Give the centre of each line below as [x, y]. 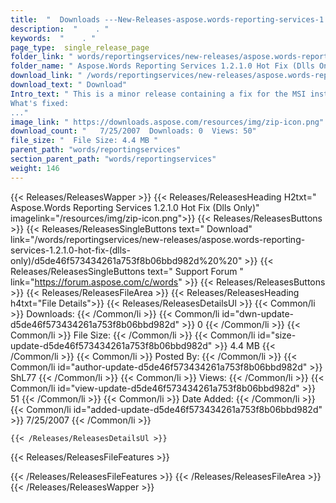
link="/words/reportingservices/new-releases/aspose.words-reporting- [158, 239]
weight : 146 [35, 168]
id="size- [277, 335]
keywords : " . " [53, 38]
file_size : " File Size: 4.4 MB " [84, 141]
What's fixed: [40, 103]
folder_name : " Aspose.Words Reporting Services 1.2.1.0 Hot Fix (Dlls [162, 66]
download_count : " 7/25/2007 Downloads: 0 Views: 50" [133, 131]
